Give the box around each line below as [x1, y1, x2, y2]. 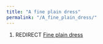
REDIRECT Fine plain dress [15, 31, 83, 38]
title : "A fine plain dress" [6, 8, 81, 15]
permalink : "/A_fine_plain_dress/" [6, 14, 97, 20]
